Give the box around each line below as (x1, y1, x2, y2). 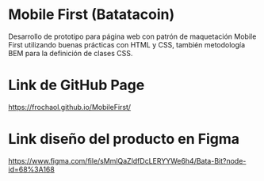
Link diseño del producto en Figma (8, 130, 240, 148)
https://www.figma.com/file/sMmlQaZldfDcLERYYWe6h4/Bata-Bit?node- (8, 156, 247, 165)
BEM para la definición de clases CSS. (8, 48, 133, 58)
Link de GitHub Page (8, 77, 145, 94)
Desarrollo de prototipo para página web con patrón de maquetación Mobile (8, 32, 257, 41)
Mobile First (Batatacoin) (8, 6, 175, 24)
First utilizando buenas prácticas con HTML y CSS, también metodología (8, 40, 246, 49)
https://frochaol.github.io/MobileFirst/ (8, 102, 132, 111)
